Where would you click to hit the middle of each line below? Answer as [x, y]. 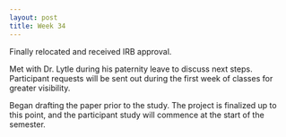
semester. [28, 124]
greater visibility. [40, 88]
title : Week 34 [38, 26]
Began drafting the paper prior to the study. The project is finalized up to [143, 105]
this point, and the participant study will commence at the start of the [137, 115]
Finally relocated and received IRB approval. [91, 51]
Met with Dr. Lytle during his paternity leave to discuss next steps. [131, 69]
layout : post [34, 17]
